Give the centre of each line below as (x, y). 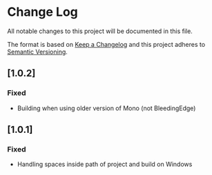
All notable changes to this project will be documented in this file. (100, 31)
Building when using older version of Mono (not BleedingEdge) (106, 108)
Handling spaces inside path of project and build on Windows (105, 164)
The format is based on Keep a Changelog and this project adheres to (106, 44)
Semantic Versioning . (37, 52)
